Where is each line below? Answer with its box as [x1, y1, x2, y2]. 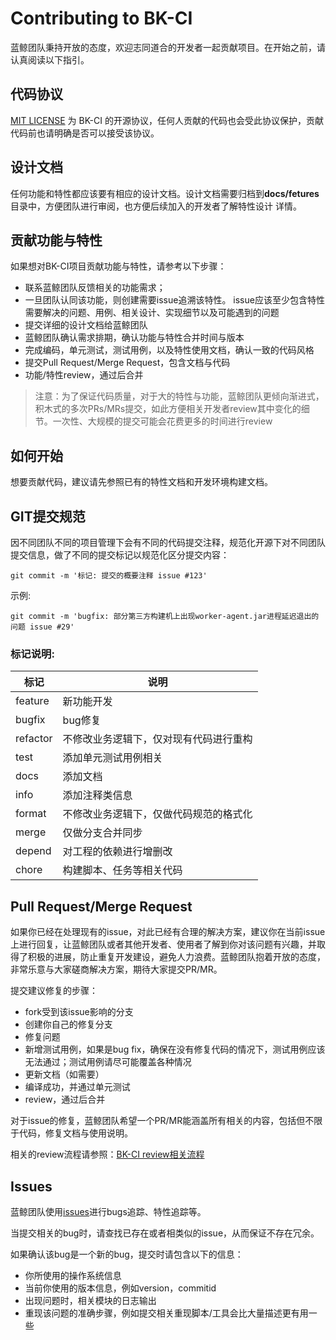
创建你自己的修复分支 [24, 1018, 113, 1031]
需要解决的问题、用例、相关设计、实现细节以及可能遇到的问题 [24, 307, 280, 319]
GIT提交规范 [10, 508, 86, 525]
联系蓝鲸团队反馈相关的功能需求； [24, 282, 166, 294]
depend [15, 844, 52, 858]
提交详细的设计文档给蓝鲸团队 [24, 319, 148, 331]
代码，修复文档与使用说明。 [18, 1127, 133, 1139]
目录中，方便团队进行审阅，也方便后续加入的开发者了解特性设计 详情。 [10, 200, 302, 212]
